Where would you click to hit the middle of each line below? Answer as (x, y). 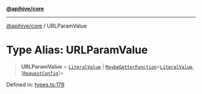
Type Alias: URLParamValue (77, 50)
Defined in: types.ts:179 (35, 84)
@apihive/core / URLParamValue (47, 26)
